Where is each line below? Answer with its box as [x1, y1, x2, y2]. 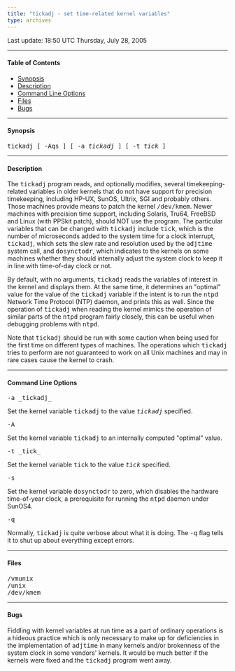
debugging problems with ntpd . [7, 320, 100, 328]
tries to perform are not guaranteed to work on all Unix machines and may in [7, 348, 227, 357]
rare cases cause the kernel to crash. [7, 356, 115, 364]
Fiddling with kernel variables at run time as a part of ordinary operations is [7, 626, 224, 635]
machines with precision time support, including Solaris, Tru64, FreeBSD [7, 209, 216, 218]
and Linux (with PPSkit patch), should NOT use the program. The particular [7, 217, 223, 226]
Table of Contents [7, 59, 61, 67]
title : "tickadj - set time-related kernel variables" [7, 10, 171, 18]
